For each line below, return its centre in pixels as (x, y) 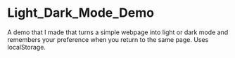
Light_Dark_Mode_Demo (81, 13)
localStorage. (26, 47)
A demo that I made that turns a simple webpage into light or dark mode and (118, 32)
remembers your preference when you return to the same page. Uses (108, 39)
